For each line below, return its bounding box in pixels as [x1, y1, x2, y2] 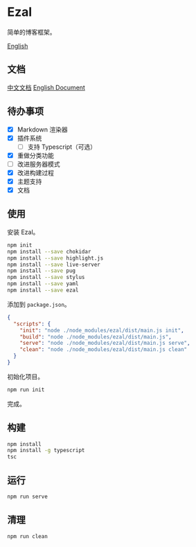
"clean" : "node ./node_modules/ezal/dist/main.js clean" [19, 346, 188, 353]
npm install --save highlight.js [7, 254, 104, 262]
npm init [7, 242, 33, 249]
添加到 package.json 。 [7, 300, 71, 308]
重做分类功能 [17, 151, 54, 159]
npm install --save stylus [7, 274, 85, 281]
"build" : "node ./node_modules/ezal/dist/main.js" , [19, 333, 172, 340]
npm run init [7, 386, 45, 393]
